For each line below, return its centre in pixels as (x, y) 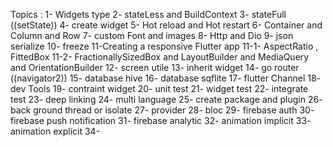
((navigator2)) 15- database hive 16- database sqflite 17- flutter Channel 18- (166, 78)
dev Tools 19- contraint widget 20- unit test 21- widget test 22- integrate (159, 88)
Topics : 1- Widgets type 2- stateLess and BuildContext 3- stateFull (148, 14)
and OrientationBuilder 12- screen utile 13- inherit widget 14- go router (155, 67)
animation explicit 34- (55, 131)
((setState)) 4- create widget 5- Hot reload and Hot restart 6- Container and (166, 25)
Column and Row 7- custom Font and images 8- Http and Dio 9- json (152, 35)
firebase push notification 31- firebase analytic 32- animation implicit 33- (161, 120)
